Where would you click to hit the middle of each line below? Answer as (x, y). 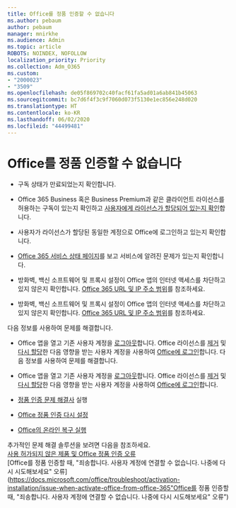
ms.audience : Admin (36, 40)
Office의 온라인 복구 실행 (52, 430)
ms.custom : (23, 73)
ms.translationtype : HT (42, 106)
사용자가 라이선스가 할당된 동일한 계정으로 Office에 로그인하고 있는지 (112, 232)
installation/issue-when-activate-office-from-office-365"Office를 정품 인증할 (118, 488)
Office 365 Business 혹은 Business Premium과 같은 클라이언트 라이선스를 (121, 199)
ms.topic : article (34, 47)
